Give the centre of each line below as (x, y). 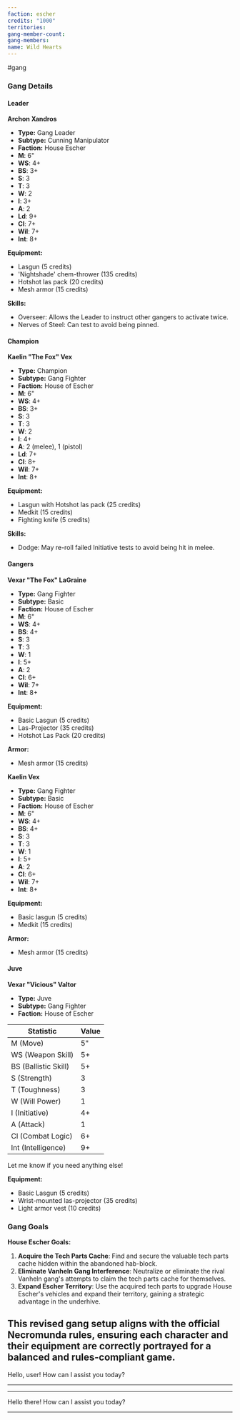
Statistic (42, 1031)
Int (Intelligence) (39, 1147)
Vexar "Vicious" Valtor (42, 984)
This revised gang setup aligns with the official (114, 1324)
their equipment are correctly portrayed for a (109, 1346)
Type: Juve (35, 998)
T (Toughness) (36, 1089)
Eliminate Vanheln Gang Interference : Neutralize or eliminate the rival (121, 1271)
